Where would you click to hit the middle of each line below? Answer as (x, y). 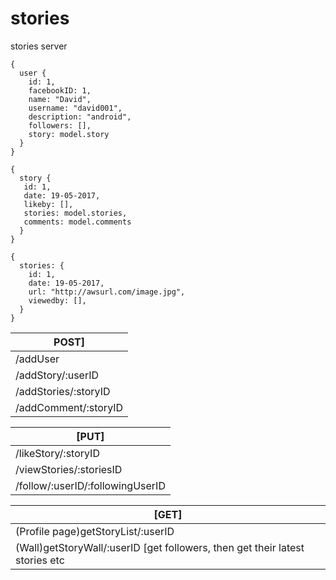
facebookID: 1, (60, 90)
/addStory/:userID (57, 375)
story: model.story (69, 134)
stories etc (40, 560)
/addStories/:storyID (63, 391)
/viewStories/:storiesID (69, 469)
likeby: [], (48, 204)
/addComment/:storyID (69, 407)
